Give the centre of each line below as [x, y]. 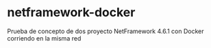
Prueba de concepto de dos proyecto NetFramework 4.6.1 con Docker [105, 31]
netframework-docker [71, 13]
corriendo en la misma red [44, 38]
